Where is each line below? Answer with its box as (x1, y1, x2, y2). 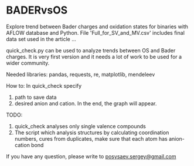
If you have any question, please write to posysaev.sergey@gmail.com (6, 152, 176, 160)
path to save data (14, 94, 57, 101)
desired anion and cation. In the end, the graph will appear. (14, 99, 157, 107)
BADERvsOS (6, 4, 68, 17)
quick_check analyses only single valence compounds (14, 122, 147, 130)
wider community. (6, 59, 50, 67)
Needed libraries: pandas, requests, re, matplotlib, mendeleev (6, 71, 155, 78)
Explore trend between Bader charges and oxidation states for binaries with (6, 23, 189, 30)
